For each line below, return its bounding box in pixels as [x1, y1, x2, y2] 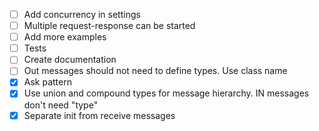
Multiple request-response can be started [23, 20, 196, 32]
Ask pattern [23, 76, 72, 88]
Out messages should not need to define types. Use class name [23, 65, 288, 77]
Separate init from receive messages [23, 109, 176, 121]
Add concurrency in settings [23, 9, 141, 20]
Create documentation [23, 54, 117, 66]
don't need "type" [23, 99, 99, 111]
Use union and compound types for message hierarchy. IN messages [23, 87, 310, 99]
